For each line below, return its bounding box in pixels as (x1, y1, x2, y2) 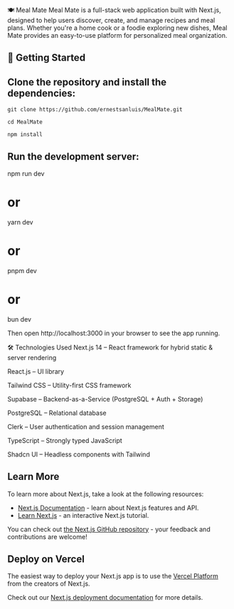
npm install (7, 131, 43, 138)
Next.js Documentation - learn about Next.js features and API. (17, 503, 199, 512)
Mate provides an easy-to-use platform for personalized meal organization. (7, 31, 228, 39)
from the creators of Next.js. (7, 580, 90, 588)
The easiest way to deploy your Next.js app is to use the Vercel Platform (7, 572, 219, 580)
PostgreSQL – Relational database (7, 409, 107, 417)
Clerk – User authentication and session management (7, 422, 165, 431)
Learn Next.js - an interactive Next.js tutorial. (17, 511, 149, 519)
